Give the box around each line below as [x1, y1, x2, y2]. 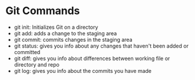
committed [14, 48, 41, 55]
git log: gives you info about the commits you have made [14, 67, 152, 74]
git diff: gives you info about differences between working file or [14, 55, 170, 62]
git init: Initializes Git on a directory [14, 24, 98, 31]
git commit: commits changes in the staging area [14, 36, 133, 43]
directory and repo [14, 61, 60, 68]
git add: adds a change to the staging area [14, 29, 117, 36]
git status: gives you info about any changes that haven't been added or [14, 42, 189, 49]
